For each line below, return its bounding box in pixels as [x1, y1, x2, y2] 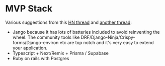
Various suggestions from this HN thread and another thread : [5, 19, 132, 25]
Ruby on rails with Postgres [12, 55, 69, 61]
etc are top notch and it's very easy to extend [59, 39, 154, 45]
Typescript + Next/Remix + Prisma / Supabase [12, 50, 109, 56]
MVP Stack [5, 3, 53, 14]
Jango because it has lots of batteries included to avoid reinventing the [12, 29, 160, 35]
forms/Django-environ [12, 39, 59, 45]
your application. [12, 45, 48, 51]
